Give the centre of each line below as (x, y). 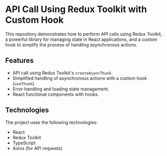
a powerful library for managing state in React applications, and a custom (81, 39)
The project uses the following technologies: (51, 122)
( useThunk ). (24, 83)
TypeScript (24, 143)
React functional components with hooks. (56, 94)
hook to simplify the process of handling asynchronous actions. (71, 44)
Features (19, 61)
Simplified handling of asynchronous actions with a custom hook (80, 78)
